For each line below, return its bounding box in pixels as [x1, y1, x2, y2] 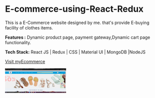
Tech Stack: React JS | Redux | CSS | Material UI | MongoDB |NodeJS [5, 49, 146, 55]
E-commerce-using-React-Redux [5, 3, 144, 15]
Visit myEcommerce [5, 58, 45, 64]
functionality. [5, 39, 32, 45]
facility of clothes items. [5, 24, 53, 30]
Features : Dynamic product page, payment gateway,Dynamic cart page [5, 34, 150, 40]
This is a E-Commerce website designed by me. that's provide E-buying [5, 20, 150, 25]
